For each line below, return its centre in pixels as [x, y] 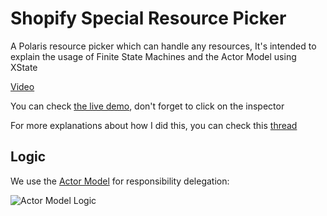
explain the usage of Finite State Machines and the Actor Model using [153, 56]
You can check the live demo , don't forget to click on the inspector [147, 106]
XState [24, 67]
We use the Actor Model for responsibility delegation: [120, 181]
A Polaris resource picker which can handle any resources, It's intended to [163, 46]
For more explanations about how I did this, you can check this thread [154, 125]
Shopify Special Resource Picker [148, 18]
